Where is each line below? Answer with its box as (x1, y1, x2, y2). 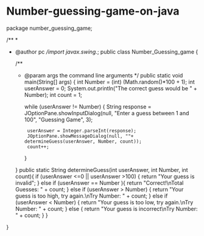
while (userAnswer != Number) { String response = (24, 102, 152, 110)
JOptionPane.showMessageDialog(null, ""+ (27, 133, 134, 139)
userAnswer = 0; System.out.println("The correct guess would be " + (24, 84, 198, 92)
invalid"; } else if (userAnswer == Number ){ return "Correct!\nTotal (15, 179, 184, 187)
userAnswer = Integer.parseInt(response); (27, 127, 137, 134)
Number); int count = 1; (24, 91, 82, 98)
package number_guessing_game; (6, 24, 93, 32)
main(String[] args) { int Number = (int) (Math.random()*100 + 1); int (24, 78, 195, 85)
